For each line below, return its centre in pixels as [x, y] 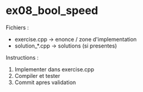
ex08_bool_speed [52, 11]
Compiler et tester [37, 76]
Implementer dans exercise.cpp [54, 69]
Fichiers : [17, 27]
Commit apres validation [45, 82]
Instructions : [22, 57]
